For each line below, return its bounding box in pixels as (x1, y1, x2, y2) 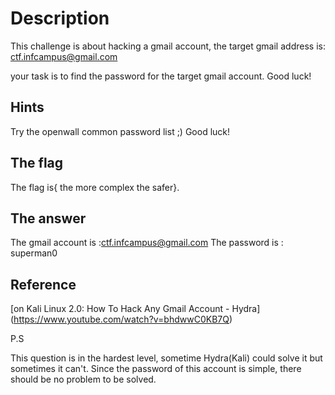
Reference (10, 276, 77, 293)
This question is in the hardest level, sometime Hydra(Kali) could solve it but (10, 352, 323, 364)
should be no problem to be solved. (10, 373, 157, 386)
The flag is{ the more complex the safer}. (10, 181, 180, 193)
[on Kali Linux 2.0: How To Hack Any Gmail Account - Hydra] (10, 303, 261, 315)
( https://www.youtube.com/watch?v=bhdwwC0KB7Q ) (10, 313, 233, 326)
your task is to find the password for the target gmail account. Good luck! (10, 70, 312, 82)
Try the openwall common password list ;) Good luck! (10, 125, 231, 137)
